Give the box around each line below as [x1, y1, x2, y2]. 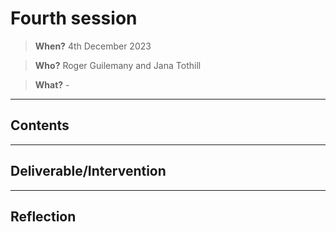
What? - [34, 78, 70, 91]
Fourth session [10, 7, 138, 30]
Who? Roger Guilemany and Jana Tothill [34, 59, 202, 71]
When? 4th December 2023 [34, 40, 152, 52]
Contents [10, 117, 70, 134]
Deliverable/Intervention [10, 163, 167, 180]
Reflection [10, 208, 77, 225]
